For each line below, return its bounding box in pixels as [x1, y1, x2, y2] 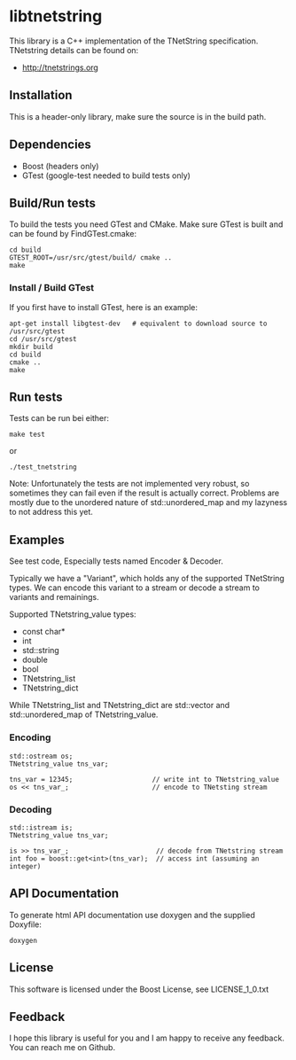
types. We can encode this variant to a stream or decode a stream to [9, 582, 260, 593]
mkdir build [9, 342, 53, 351]
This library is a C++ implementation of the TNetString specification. [9, 35, 259, 46]
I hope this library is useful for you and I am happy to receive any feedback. [9, 1033, 285, 1043]
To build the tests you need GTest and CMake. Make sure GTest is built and [9, 219, 284, 230]
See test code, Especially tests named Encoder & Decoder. [9, 556, 223, 566]
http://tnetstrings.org [21, 62, 99, 73]
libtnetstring [9, 6, 103, 27]
